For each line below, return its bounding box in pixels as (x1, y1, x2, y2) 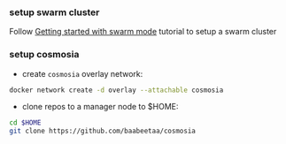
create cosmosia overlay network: (21, 68, 143, 79)
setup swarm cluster (9, 6, 100, 19)
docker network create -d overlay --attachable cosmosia (9, 86, 224, 95)
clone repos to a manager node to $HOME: (21, 102, 179, 112)
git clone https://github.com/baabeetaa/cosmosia (9, 126, 197, 136)
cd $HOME (9, 118, 42, 127)
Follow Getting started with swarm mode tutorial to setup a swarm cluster (9, 27, 277, 37)
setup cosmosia (9, 49, 80, 61)
